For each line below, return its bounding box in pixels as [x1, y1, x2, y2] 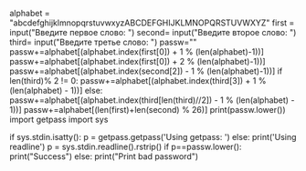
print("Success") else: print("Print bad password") [9, 151, 199, 162]
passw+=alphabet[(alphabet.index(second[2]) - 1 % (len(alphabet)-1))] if [9, 65, 283, 76]
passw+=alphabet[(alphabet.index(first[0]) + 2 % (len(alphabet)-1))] [9, 56, 267, 66]
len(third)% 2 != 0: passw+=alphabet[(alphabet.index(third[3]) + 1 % [9, 75, 267, 85]
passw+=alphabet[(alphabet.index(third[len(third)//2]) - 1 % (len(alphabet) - [9, 95, 295, 106]
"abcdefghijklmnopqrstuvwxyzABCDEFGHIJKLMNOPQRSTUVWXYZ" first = [9, 17, 295, 28]
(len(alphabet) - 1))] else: [9, 85, 103, 96]
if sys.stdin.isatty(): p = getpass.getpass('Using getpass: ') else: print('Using [9, 132, 297, 142]
